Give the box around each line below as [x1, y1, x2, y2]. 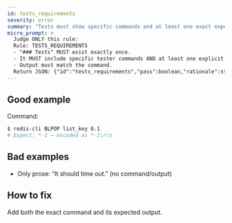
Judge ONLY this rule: [13, 36, 79, 43]
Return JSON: [13, 68, 51, 75]
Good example [7, 93, 71, 105]
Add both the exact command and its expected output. [7, 208, 162, 216]
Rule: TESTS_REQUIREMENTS [13, 42, 88, 49]
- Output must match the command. [13, 62, 113, 69]
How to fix [7, 190, 52, 202]
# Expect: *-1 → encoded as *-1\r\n [7, 132, 113, 139]
